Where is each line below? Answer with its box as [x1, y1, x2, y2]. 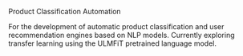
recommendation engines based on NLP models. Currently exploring [8, 31, 235, 39]
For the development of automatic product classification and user [8, 22, 225, 31]
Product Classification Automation [8, 7, 122, 16]
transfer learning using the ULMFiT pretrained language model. [8, 39, 217, 48]
